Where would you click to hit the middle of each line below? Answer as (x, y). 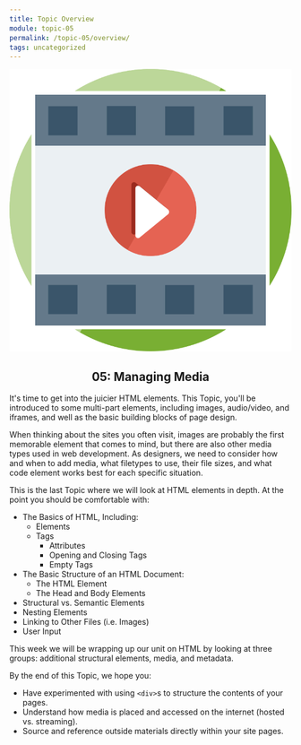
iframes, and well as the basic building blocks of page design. (123, 418)
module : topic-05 (42, 28)
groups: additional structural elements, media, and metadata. (122, 658)
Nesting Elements (55, 612)
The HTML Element (71, 584)
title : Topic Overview (52, 19)
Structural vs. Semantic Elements (83, 603)
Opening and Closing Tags (98, 555)
